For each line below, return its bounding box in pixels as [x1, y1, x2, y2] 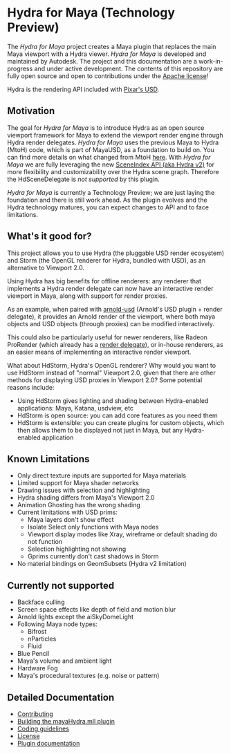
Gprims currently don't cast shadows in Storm [27, 552, 159, 560]
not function [27, 538, 63, 546]
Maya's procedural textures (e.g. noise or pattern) [17, 672, 160, 680]
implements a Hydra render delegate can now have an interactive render [7, 284, 214, 292]
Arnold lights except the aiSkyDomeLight [17, 613, 133, 621]
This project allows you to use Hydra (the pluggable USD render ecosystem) [7, 249, 225, 257]
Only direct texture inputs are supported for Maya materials [17, 471, 187, 480]
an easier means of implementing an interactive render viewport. [7, 348, 192, 356]
